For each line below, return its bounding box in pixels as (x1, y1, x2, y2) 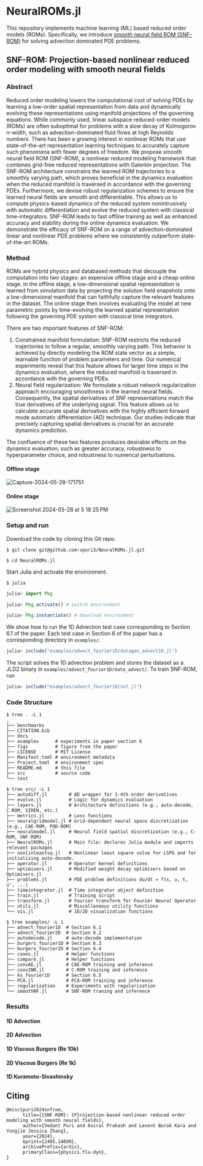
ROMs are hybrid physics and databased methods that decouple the (6, 267, 177, 275)
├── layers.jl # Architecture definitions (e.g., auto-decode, (6, 802, 194, 809)
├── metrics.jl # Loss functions (6, 813, 113, 819)
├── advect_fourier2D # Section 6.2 (6, 930, 102, 936)
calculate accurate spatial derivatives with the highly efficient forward (15, 407, 190, 414)
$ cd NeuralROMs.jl (6, 557, 56, 563)
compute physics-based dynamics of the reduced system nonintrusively (6, 199, 187, 207)
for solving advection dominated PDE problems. (22, 37, 141, 44)
